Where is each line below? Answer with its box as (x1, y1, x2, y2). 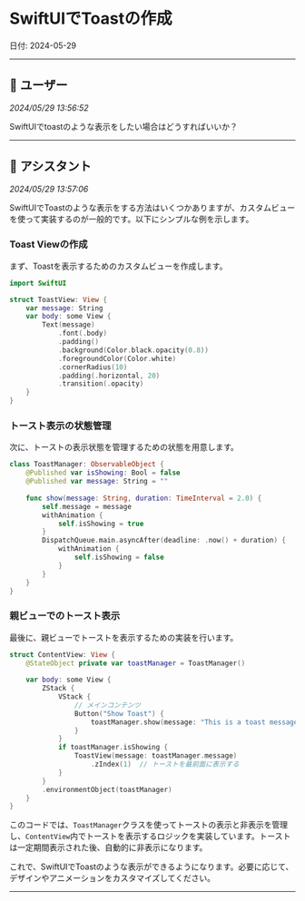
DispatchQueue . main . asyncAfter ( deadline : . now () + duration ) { (42, 536, 286, 545)
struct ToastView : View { (9, 295, 107, 304)
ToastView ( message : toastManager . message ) (74, 751, 238, 760)
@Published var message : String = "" (25, 477, 169, 486)
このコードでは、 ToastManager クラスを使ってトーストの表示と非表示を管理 (9, 819, 289, 830)
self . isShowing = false (74, 553, 165, 563)
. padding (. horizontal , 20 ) (57, 371, 161, 380)
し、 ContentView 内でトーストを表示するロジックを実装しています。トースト (9, 831, 291, 842)
